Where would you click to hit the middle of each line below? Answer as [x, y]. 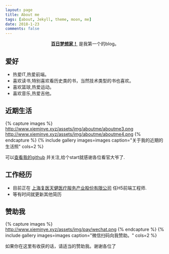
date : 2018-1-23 [22, 24]
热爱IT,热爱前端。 [31, 74]
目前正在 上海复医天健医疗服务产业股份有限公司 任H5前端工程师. [79, 188]
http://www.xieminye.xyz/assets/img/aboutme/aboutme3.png [69, 129]
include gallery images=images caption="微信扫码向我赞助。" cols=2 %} [81, 235]
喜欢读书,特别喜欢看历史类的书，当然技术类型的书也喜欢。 [73, 80]
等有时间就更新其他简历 [37, 194]
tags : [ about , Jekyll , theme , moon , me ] [49, 19]
